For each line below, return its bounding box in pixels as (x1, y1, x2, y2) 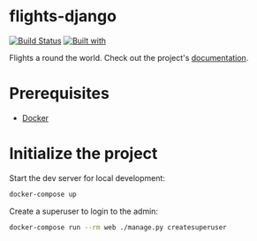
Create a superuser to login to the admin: (9, 206, 159, 216)
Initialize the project (9, 144, 158, 164)
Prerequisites (9, 84, 110, 103)
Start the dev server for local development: (9, 172, 166, 183)
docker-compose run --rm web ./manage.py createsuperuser (9, 222, 227, 231)
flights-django (9, 6, 117, 26)
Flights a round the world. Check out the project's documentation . (9, 52, 249, 63)
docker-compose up (9, 190, 77, 199)
